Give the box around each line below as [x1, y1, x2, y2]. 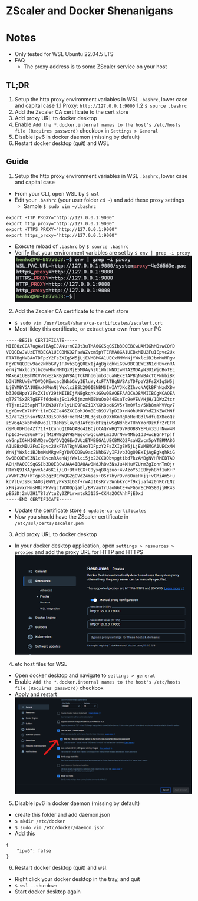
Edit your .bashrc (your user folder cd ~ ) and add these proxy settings [14, 196, 184, 203]
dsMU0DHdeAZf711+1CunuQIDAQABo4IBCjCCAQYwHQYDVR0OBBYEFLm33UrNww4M [6, 426, 176, 432]
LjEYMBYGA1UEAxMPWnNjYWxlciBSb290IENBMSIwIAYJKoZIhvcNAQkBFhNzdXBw [6, 385, 176, 391]
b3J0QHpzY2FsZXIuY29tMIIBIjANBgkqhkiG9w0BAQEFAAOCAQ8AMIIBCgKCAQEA [6, 391, 176, 397]
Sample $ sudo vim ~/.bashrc [23, 202, 96, 210]
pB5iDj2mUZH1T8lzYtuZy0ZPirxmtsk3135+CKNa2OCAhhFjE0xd [6, 491, 144, 497]
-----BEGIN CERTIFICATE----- [6, 338, 78, 344]
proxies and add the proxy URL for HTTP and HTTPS [14, 549, 143, 556]
